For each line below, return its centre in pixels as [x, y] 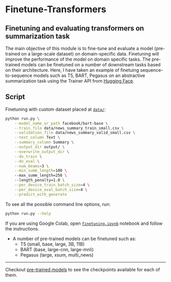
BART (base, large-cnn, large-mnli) [57, 249]
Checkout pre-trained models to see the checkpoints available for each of [83, 269]
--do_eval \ [27, 161]
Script [15, 97]
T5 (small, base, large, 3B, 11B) [52, 244]
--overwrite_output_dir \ [42, 151]
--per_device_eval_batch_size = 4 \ [51, 190]
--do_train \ [28, 157]
